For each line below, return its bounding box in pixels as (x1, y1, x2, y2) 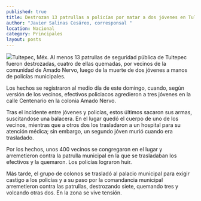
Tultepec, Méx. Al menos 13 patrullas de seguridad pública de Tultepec (12, 54, 187, 60)
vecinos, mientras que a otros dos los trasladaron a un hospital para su (6, 121, 181, 129)
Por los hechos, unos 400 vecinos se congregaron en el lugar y (6, 146, 163, 153)
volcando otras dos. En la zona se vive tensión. (6, 189, 122, 196)
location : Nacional (6, 25, 55, 32)
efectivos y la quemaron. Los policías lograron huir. (6, 159, 132, 165)
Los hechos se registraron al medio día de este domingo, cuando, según (6, 84, 184, 92)
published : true (6, 8, 47, 15)
